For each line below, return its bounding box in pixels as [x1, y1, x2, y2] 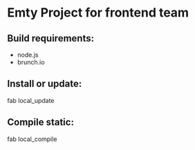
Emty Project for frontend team [7, 5, 189, 21]
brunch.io [17, 58, 45, 66]
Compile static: [7, 116, 75, 129]
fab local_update [7, 96, 55, 104]
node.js [17, 50, 39, 59]
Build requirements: [7, 32, 95, 44]
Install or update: [7, 78, 82, 90]
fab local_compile [7, 135, 57, 143]
